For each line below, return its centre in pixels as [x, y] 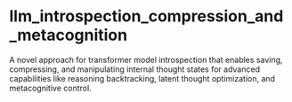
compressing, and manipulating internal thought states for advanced [135, 69]
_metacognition [68, 35]
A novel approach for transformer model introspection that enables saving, [146, 59]
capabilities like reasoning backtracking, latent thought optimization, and [142, 78]
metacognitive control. [50, 88]
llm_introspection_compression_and [146, 16]
